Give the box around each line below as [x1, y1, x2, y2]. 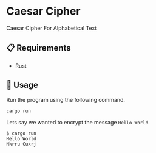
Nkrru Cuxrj [6, 141, 36, 148]
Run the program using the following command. [6, 96, 126, 103]
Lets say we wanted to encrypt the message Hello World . [6, 119, 150, 126]
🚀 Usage [6, 80, 38, 90]
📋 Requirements [6, 43, 71, 53]
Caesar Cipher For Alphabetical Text [6, 24, 97, 32]
